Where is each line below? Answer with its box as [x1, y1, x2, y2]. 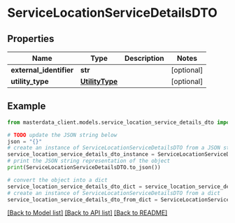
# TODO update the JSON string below [7, 131, 117, 138]
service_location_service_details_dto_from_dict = [7, 196, 158, 203]
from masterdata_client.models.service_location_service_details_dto [7, 119, 215, 126]
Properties [7, 33, 55, 45]
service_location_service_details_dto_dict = [7, 183, 142, 190]
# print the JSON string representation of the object [7, 157, 171, 165]
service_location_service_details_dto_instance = [7, 151, 155, 158]
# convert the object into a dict [7, 176, 108, 183]
